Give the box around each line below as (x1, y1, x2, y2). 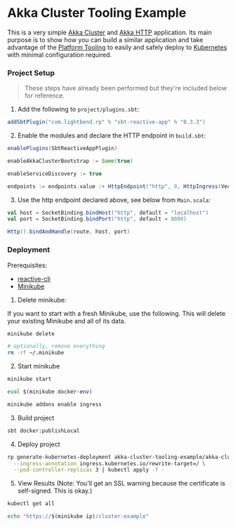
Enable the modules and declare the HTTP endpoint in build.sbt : (17, 131, 206, 140)
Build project (17, 413, 55, 422)
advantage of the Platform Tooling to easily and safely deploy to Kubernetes (7, 43, 228, 51)
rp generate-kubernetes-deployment (7, 453, 112, 460)
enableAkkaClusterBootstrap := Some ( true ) (7, 157, 133, 164)
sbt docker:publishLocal (7, 427, 80, 434)
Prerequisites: (7, 261, 48, 269)
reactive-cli (17, 274, 51, 283)
